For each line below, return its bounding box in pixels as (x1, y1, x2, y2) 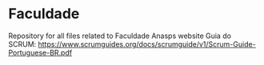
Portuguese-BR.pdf (8, 48, 73, 57)
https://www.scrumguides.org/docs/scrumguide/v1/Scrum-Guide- (38, 39, 256, 48)
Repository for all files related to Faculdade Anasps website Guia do (8, 31, 232, 40)
